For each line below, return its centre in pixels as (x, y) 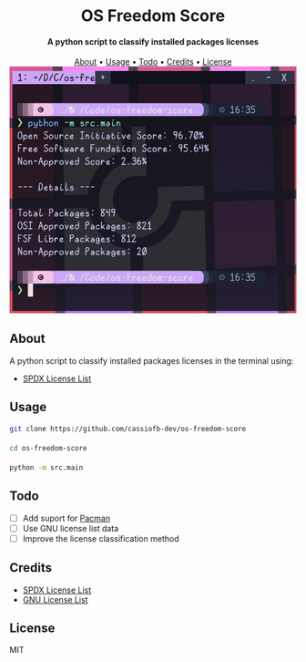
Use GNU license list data (71, 528)
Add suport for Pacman (66, 518)
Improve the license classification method (101, 538)
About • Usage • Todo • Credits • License (153, 62)
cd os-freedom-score (49, 449)
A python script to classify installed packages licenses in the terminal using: (152, 360)
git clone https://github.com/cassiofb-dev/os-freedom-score (128, 429)
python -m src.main (46, 467)
